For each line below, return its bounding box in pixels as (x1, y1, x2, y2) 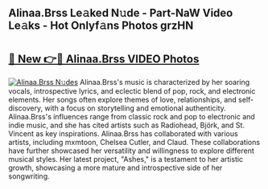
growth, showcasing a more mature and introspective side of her (8, 163, 223, 172)
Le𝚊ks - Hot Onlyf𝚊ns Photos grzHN (8, 19, 194, 33)
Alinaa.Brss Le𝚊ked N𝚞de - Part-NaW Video (8, 6, 233, 20)
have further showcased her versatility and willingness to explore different (8, 146, 255, 155)
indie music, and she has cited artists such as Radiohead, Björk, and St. (8, 120, 245, 130)
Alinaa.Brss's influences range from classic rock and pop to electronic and (8, 112, 255, 121)
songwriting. (8, 171, 50, 181)
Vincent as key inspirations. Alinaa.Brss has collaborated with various (8, 129, 239, 139)
